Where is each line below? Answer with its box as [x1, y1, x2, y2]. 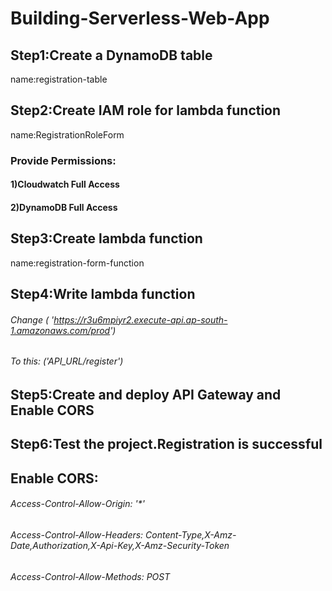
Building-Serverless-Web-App [10, 7, 270, 30]
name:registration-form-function [10, 257, 145, 269]
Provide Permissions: [10, 153, 117, 167]
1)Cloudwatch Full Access [10, 178, 120, 191]
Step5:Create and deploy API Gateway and [10, 386, 282, 403]
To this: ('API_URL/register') [10, 355, 124, 367]
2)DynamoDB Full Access [10, 201, 118, 213]
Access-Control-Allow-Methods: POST [10, 570, 171, 582]
